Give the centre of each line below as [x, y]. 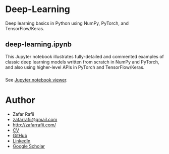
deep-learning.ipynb [39, 45]
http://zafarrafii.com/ [34, 125]
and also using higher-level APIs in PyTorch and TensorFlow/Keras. [75, 67]
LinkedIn [21, 141]
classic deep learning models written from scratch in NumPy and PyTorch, [82, 62]
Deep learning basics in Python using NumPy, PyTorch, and [67, 23]
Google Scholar [29, 146]
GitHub [20, 135]
